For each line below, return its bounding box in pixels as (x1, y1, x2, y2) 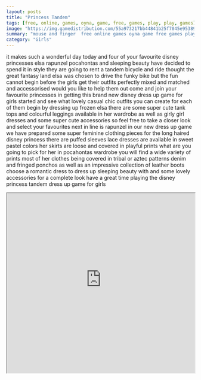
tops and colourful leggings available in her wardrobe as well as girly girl (6, 110, 184, 117)
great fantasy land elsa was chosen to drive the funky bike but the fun (6, 73, 178, 79)
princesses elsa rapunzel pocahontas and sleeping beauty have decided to (6, 59, 191, 67)
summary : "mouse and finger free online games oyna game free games (6, 31, 183, 37)
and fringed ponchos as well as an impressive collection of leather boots (6, 161, 185, 168)
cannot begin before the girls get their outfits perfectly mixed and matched (6, 79, 190, 86)
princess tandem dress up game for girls (6, 180, 106, 188)
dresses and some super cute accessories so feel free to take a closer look (6, 117, 191, 123)
